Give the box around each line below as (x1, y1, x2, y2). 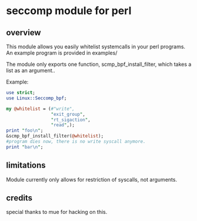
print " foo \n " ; (6, 128, 44, 133)
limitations (6, 160, 46, 170)
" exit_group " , (51, 111, 85, 117)
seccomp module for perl (6, 4, 132, 18)
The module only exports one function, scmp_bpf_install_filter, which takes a (6, 61, 192, 68)
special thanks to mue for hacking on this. (6, 209, 108, 216)
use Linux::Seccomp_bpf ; (6, 95, 67, 101)
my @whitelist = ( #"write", (6, 106, 75, 112)
